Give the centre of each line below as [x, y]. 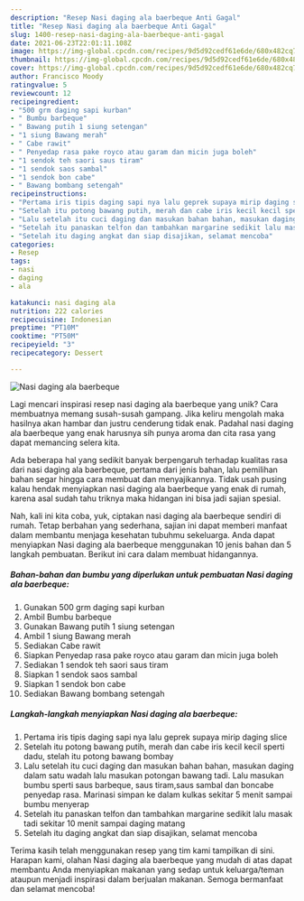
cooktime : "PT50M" [45, 336]
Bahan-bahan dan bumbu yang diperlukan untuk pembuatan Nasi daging [152, 575]
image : [23, 51]
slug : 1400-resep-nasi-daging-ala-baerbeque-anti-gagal [117, 34]
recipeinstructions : [49, 194]
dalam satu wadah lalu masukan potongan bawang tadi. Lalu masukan [153, 775]
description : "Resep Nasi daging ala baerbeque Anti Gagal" [126, 18]
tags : [20, 261]
